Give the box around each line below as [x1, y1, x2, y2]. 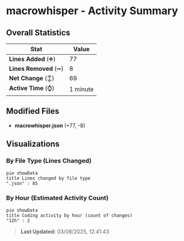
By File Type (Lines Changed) [6, 157, 92, 165]
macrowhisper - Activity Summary [6, 4, 178, 18]
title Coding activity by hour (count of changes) [6, 212, 133, 219]
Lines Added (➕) [9, 55, 56, 63]
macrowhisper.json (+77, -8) [14, 122, 86, 129]
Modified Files [6, 106, 60, 116]
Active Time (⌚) [9, 84, 55, 92]
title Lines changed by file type [6, 175, 91, 181]
